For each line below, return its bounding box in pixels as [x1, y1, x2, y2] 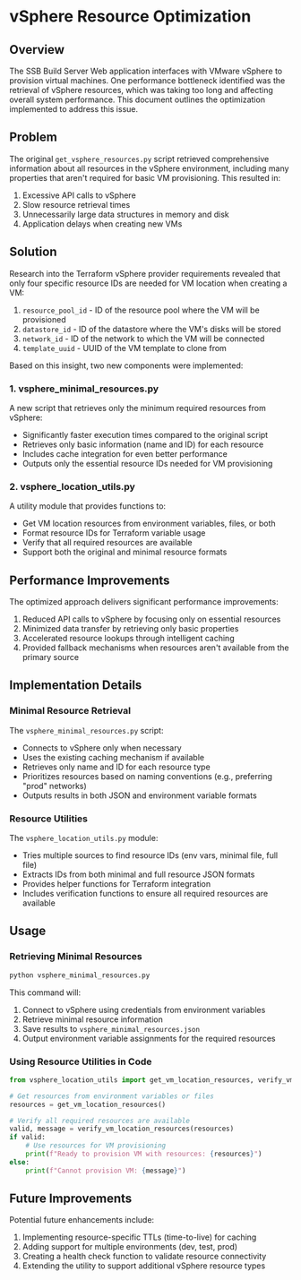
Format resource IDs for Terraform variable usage [21, 528, 206, 538]
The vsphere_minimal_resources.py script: [9, 725, 164, 735]
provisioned [21, 314, 66, 324]
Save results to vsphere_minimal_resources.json [21, 1023, 200, 1034]
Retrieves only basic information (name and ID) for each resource [21, 439, 264, 450]
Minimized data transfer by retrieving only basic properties [21, 623, 239, 634]
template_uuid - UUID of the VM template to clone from [21, 342, 227, 353]
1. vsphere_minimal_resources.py [9, 382, 159, 395]
